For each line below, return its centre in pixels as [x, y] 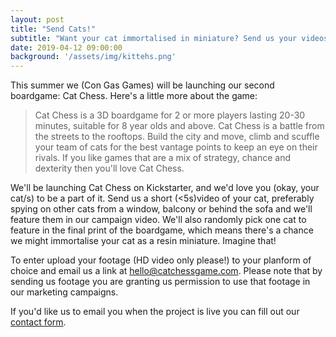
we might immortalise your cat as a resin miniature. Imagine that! [143, 241]
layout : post [37, 19]
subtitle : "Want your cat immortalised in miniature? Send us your [154, 38]
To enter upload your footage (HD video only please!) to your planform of [161, 260]
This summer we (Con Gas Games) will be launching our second [142, 85]
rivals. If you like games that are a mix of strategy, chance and [163, 158]
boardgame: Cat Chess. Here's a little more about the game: [134, 96]
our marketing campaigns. [64, 292]
